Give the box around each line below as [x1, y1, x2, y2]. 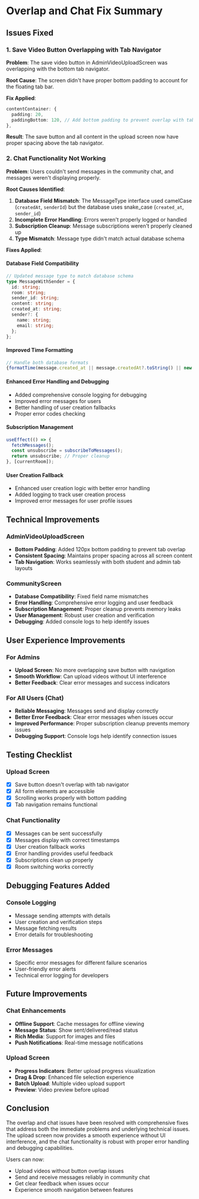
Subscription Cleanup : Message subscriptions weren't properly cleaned [14, 222, 192, 229]
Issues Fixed [6, 28, 54, 38]
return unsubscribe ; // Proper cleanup [11, 453, 110, 459]
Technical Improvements [6, 514, 100, 525]
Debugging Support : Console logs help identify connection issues [14, 733, 177, 740]
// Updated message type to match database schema [6, 273, 134, 279]
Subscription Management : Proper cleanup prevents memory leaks [14, 606, 181, 613]
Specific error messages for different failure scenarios [14, 959, 147, 966]
